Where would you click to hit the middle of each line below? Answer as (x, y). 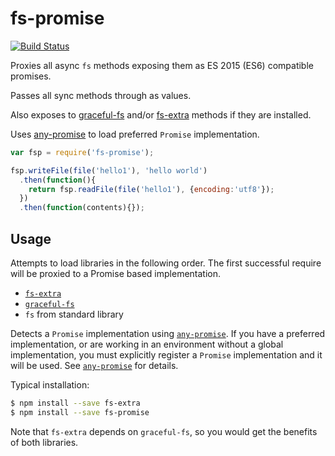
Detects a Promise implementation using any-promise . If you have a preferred (168, 333)
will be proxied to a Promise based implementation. (116, 273)
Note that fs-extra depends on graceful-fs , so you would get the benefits (164, 431)
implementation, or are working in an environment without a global (147, 344)
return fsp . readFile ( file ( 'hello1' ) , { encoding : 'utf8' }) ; (151, 189)
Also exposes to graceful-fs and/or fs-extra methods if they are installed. (161, 114)
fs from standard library (74, 314)
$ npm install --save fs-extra (75, 403)
